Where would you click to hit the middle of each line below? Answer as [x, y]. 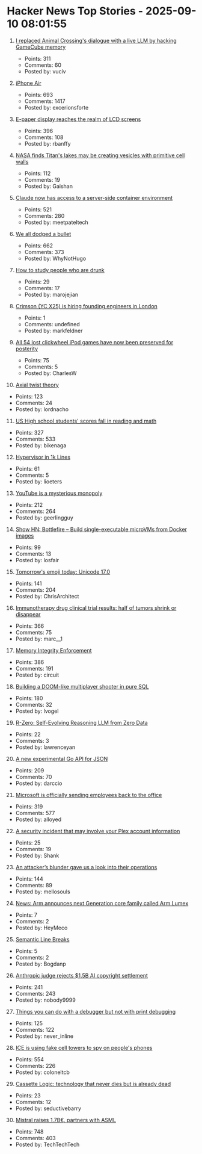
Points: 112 [38, 173]
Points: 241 [29, 987]
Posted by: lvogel [37, 711]
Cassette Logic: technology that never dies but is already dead [93, 1084]
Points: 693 [39, 95]
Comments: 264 [35, 511]
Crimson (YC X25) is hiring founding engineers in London [87, 306]
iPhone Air [28, 83]
